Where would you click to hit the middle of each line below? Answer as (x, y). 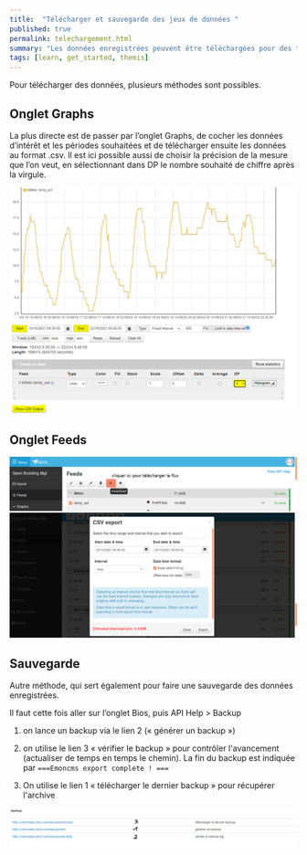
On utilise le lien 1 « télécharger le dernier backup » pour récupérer (148, 786)
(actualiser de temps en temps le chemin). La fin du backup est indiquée (159, 758)
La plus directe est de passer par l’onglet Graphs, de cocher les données (146, 135)
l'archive (39, 796)
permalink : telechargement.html (71, 38)
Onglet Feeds (48, 440)
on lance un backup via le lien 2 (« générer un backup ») (129, 731)
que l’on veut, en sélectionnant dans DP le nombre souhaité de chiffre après (152, 164)
